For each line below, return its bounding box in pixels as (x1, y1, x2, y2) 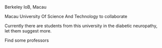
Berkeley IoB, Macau (4, 4, 47, 10)
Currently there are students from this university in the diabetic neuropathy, (4, 23, 158, 29)
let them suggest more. (4, 28, 52, 33)
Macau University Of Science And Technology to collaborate (4, 14, 128, 19)
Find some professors (4, 37, 49, 43)
